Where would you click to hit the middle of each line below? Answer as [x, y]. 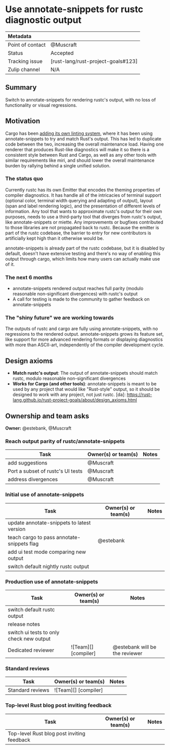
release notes [24, 624]
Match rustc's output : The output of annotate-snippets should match [85, 373]
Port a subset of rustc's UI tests [45, 471]
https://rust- [139, 395]
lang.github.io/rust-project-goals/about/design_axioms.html [75, 400]
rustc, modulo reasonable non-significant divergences [69, 378]
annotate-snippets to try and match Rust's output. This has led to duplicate [83, 138]
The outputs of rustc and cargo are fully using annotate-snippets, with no [82, 329]
